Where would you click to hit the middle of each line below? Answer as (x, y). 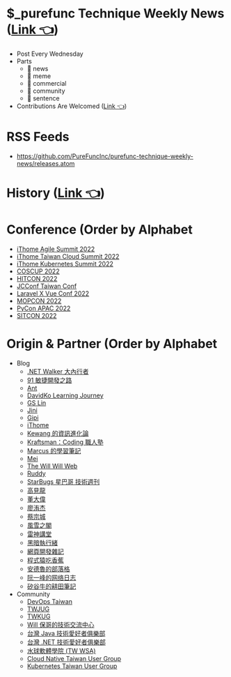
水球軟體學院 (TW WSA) (61, 651)
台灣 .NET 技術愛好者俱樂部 (66, 642)
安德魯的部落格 (48, 569)
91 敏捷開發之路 (49, 380)
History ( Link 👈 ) (56, 193)
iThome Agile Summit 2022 (56, 249)
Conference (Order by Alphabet (99, 230)
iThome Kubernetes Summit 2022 (65, 264)
